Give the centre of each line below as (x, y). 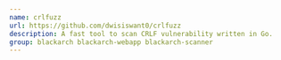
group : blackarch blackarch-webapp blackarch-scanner (112, 42)
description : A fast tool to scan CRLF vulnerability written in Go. (141, 34)
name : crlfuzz (36, 17)
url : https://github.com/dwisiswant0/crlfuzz (95, 26)
